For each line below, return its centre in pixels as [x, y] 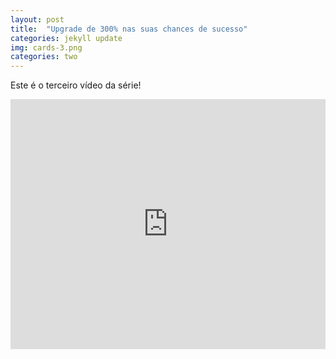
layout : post [37, 19]
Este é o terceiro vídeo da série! [76, 85]
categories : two [44, 57]
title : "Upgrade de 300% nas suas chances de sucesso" [129, 29]
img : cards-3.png [46, 47]
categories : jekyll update [66, 38]
